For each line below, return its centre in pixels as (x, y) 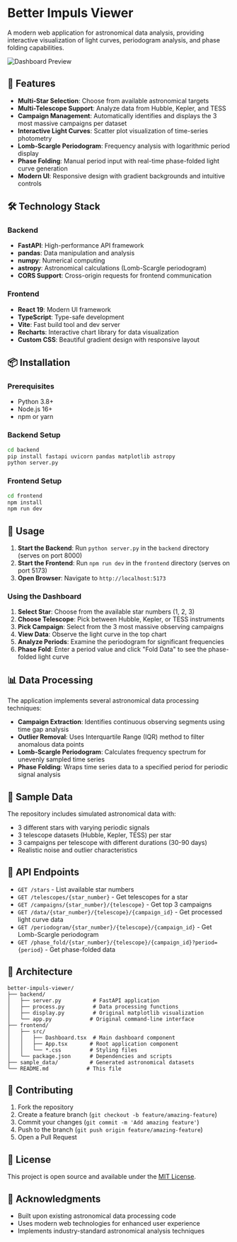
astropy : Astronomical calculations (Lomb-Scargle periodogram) (112, 268)
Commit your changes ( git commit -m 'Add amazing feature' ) (108, 1122)
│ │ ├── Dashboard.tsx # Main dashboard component (91, 1037)
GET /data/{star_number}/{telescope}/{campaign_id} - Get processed (120, 912)
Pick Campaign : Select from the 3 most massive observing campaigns (121, 627)
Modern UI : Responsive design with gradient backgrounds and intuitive (121, 176)
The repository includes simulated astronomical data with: (92, 814)
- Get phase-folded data (80, 949)
